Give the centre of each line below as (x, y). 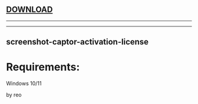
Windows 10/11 (24, 83)
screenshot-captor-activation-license (77, 42)
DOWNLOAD (29, 10)
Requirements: (43, 67)
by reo (14, 95)
